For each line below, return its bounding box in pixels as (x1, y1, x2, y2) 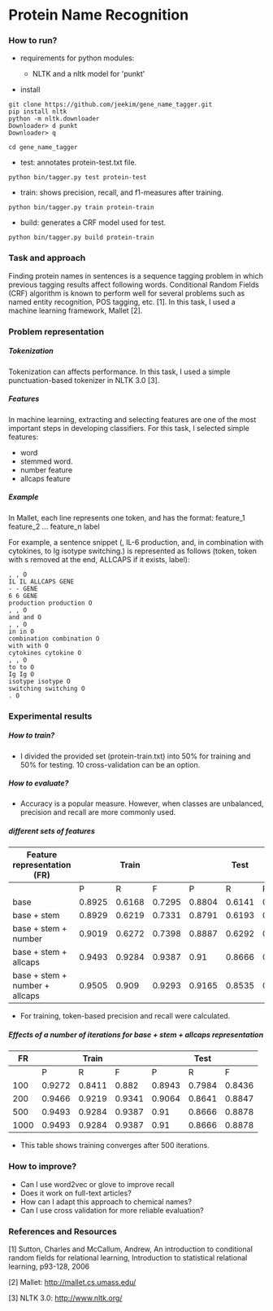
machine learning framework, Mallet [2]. (8, 306, 143, 315)
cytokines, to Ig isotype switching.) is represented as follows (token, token (8, 546, 258, 556)
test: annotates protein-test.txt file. (19, 157, 137, 168)
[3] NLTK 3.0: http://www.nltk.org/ (8, 1293, 123, 1303)
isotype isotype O (8, 677, 71, 685)
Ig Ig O (8, 670, 35, 678)
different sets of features (8, 826, 96, 836)
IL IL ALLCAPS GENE (8, 577, 75, 586)
